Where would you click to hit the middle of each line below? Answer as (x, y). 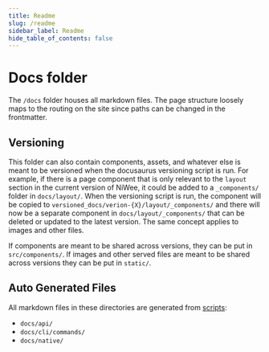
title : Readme (32, 16)
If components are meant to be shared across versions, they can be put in (130, 246)
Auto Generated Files (62, 288)
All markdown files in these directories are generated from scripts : (118, 307)
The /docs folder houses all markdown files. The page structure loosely (126, 100)
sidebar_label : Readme (46, 31)
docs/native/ (42, 341)
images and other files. (46, 230)
